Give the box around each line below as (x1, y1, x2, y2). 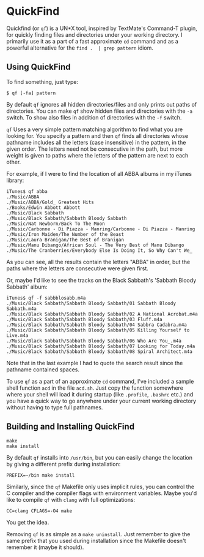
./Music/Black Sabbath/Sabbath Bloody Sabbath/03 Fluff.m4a (6, 316, 163, 322)
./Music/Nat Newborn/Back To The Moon (6, 221, 105, 227)
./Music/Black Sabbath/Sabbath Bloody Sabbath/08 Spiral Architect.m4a (6, 348, 192, 355)
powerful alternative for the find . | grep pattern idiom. (6, 44, 154, 51)
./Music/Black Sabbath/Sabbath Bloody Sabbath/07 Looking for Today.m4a (6, 343, 195, 349)
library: (6, 176, 24, 184)
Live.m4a (6, 332, 29, 338)
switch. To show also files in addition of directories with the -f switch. (6, 113, 182, 121)
